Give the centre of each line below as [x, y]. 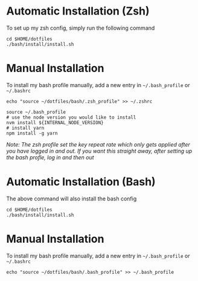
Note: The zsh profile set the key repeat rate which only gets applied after [98, 144]
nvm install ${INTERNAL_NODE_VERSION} [55, 122]
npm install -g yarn [32, 133]
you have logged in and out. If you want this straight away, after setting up [99, 151]
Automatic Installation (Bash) [81, 182]
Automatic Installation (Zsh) [78, 11]
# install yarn [25, 128]
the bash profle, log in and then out [50, 157]
